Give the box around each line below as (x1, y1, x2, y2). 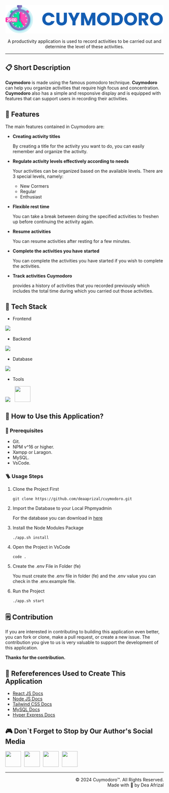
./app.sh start (12, 599, 45, 604)
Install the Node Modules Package (12, 525, 84, 531)
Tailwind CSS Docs (12, 701, 52, 707)
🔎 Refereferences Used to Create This (5, 669, 126, 678)
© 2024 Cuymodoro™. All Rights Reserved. (75, 776, 164, 782)
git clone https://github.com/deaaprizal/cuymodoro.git (12, 496, 132, 502)
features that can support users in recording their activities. (5, 95, 128, 101)
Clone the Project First (12, 486, 59, 492)
